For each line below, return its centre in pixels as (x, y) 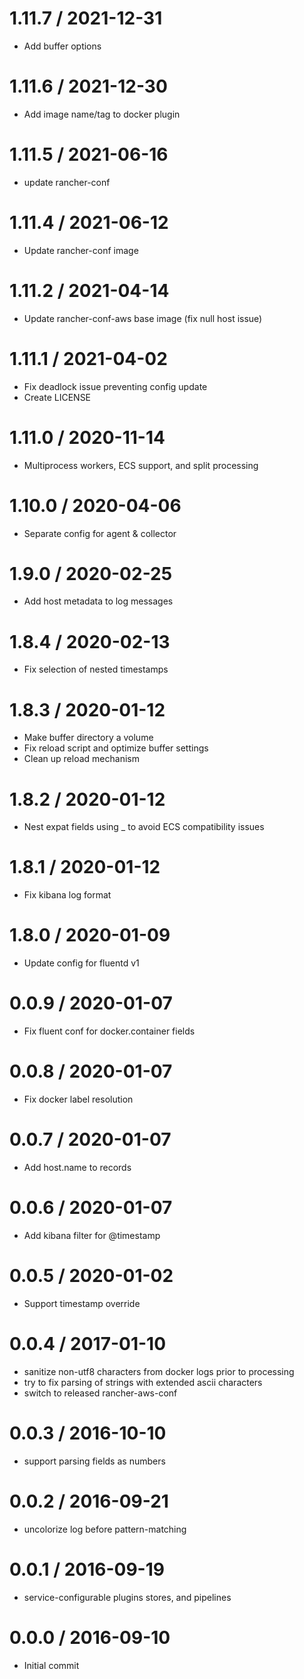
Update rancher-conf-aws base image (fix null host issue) (143, 318)
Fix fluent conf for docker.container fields (109, 1031)
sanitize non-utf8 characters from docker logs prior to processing (159, 1371)
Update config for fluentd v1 (81, 963)
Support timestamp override (82, 1303)
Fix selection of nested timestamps (96, 669)
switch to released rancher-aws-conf (100, 1393)
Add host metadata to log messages (98, 601)
